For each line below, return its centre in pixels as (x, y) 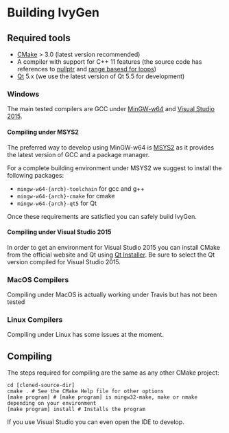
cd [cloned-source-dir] (41, 386)
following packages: (36, 175)
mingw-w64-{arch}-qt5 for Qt (57, 203)
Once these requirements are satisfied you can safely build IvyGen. (102, 216)
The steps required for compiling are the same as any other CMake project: (113, 373)
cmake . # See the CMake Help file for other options (86, 391)
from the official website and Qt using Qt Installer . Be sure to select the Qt (111, 255)
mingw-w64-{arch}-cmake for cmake (66, 196)
